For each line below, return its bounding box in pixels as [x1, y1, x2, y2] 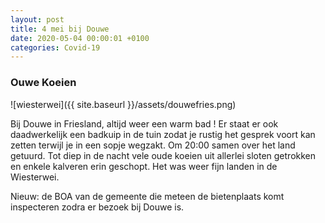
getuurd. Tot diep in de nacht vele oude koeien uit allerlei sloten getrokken [10, 149, 317, 161]
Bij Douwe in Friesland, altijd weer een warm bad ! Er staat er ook [10, 117, 279, 130]
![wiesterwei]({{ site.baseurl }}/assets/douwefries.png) [10, 98, 237, 110]
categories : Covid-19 [10, 42, 101, 53]
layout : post [10, 14, 65, 25]
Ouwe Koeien [10, 76, 77, 90]
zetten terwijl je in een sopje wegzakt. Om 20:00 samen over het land [10, 139, 296, 151]
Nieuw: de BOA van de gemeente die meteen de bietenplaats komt [10, 190, 285, 202]
